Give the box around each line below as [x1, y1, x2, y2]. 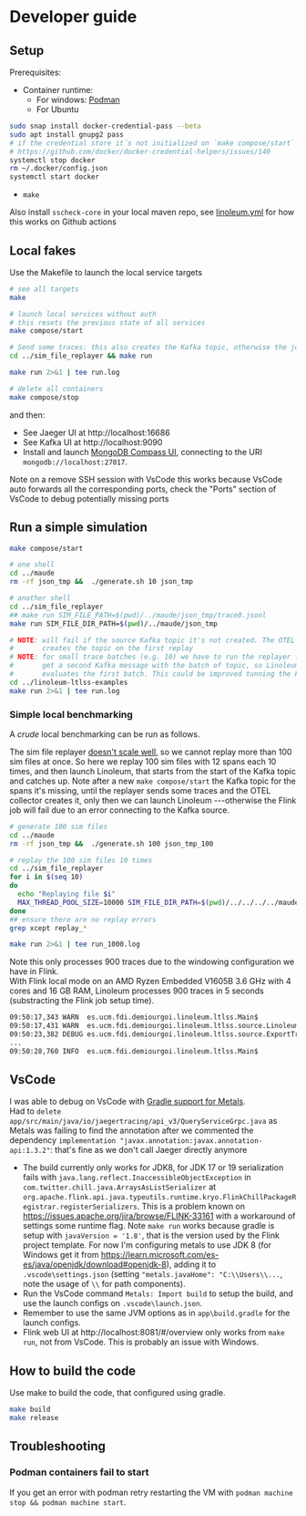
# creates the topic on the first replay [9, 644, 194, 653]
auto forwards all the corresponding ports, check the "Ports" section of [9, 483, 277, 494]
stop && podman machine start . [9, 1496, 127, 1507]
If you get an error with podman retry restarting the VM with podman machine [9, 1487, 293, 1498]
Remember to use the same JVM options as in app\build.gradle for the [22, 1307, 291, 1319]
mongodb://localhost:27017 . [22, 456, 127, 467]
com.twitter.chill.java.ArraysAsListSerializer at [22, 1181, 217, 1192]
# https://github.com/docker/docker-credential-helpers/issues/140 [9, 147, 271, 156]
